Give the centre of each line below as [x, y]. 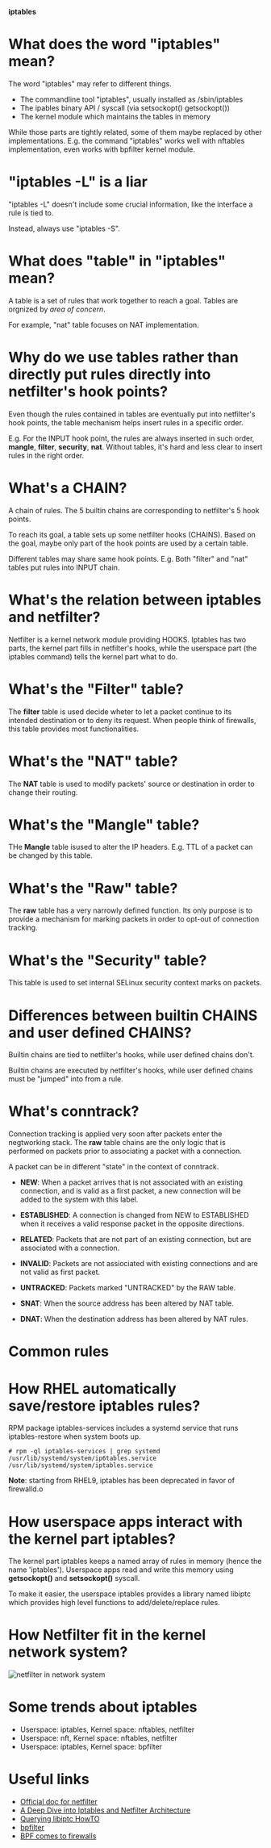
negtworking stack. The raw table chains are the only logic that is [117, 1143]
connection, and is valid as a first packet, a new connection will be [130, 1191]
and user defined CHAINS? [100, 1033]
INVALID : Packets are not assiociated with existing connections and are [139, 1264]
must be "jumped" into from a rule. [66, 1079]
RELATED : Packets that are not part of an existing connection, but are [135, 1240]
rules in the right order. [46, 455]
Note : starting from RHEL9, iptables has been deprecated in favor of [122, 1481]
